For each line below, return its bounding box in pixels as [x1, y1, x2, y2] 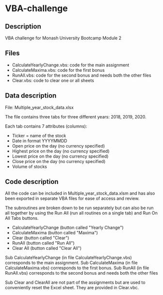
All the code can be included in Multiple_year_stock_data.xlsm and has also [5, 190, 155, 197]
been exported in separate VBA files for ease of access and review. [5, 196, 140, 201]
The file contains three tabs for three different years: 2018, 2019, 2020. [5, 114, 147, 119]
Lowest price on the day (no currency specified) [12, 153, 109, 159]
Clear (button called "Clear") [12, 235, 69, 241]
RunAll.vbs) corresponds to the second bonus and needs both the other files [5, 270, 158, 276]
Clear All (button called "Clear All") [12, 246, 81, 251]
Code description [5, 178, 59, 186]
